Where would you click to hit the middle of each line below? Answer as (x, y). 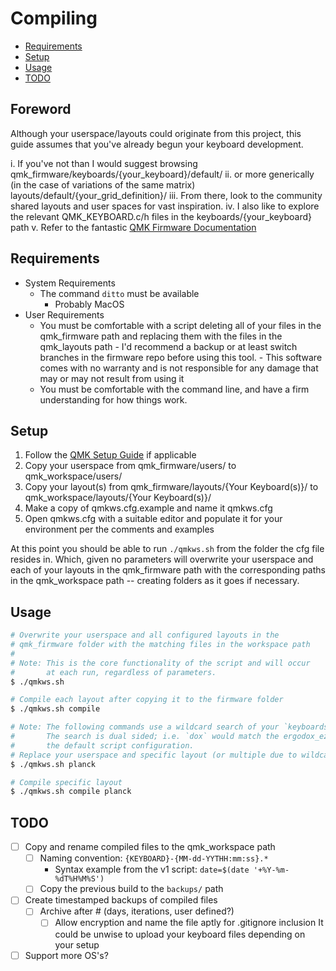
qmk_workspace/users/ (73, 476)
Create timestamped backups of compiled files (121, 900)
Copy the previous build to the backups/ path (131, 889)
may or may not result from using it (112, 378)
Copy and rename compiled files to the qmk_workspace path (150, 847)
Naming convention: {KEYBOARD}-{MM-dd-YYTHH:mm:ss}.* (154, 858)
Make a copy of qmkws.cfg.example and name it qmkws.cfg (148, 508)
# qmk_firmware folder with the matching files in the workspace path (160, 645)
